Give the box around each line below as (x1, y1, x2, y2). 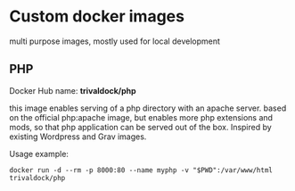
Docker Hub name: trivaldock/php (9, 85, 136, 95)
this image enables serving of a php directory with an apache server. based (9, 103, 287, 113)
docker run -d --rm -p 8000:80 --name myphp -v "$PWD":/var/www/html (9, 165, 274, 175)
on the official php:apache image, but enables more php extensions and (9, 112, 274, 122)
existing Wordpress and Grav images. (9, 131, 147, 142)
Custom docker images (9, 6, 185, 27)
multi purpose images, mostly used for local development (9, 36, 221, 46)
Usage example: (9, 148, 70, 159)
